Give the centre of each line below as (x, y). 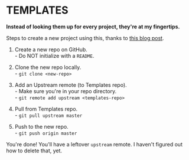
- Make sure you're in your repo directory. (66, 91)
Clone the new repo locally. (48, 67)
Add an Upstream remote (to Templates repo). (71, 85)
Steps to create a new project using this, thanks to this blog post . (85, 38)
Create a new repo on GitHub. (51, 49)
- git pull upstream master (48, 115)
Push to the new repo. (42, 126)
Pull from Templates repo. (46, 109)
